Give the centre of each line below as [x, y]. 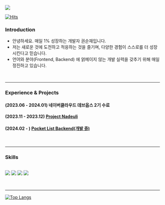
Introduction [20, 29]
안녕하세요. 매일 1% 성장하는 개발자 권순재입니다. [59, 41]
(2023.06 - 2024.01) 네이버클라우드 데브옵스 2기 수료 [57, 105]
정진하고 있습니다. [29, 65]
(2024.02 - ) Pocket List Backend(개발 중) [47, 128]
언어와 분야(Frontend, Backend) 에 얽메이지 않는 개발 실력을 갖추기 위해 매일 [86, 59]
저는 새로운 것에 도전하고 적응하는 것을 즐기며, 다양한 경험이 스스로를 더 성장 [85, 47]
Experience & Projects [32, 93]
